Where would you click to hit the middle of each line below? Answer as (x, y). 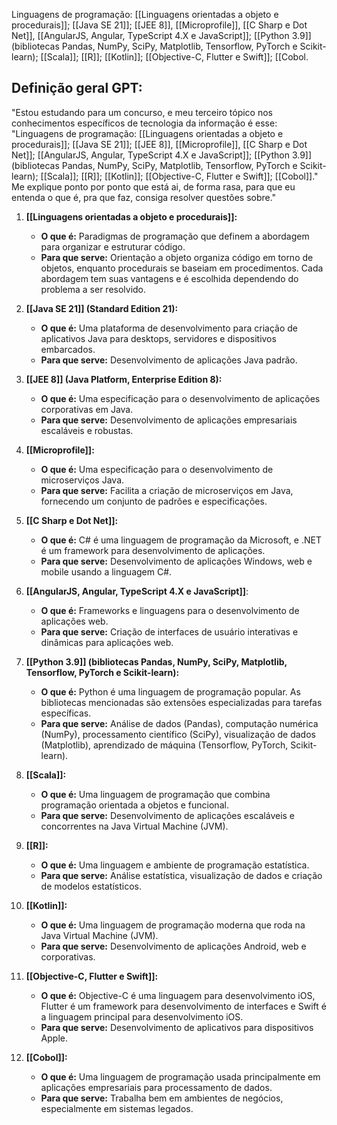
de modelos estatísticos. (91, 886)
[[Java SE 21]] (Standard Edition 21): (102, 308)
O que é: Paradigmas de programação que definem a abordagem (175, 236)
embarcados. (68, 349)
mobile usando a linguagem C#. (106, 571)
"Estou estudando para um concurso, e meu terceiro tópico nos (142, 112)
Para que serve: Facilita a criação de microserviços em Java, (167, 490)
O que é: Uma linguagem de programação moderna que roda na (173, 925)
